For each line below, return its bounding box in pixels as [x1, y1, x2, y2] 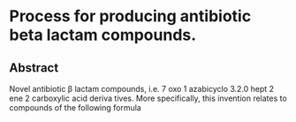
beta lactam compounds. [9, 25, 197, 45]
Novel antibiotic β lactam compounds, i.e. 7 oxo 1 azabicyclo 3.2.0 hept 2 [9, 84, 275, 94]
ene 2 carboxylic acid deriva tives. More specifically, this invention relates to [9, 93, 287, 103]
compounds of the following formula [9, 103, 141, 112]
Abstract [9, 60, 59, 75]
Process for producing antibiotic [9, 6, 252, 27]
